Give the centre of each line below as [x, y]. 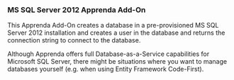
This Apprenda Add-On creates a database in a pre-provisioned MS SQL [113, 25]
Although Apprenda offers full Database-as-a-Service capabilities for [108, 54]
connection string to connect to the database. [74, 40]
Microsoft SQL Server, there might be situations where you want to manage [117, 62]
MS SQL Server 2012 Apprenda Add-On [77, 10]
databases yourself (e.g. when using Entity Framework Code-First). [106, 69]
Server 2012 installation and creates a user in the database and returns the [116, 33]
